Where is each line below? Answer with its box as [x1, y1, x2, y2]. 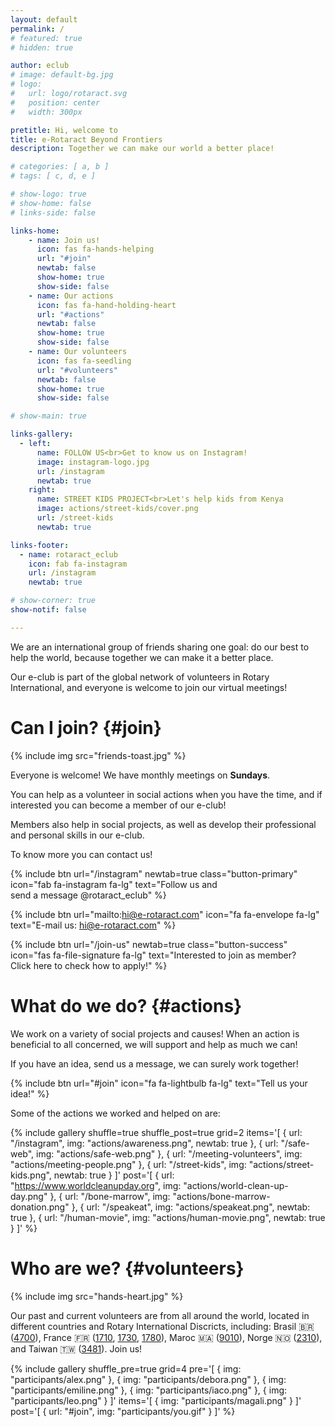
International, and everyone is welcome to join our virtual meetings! [10, 681, 288, 693]
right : [28, 485, 56, 495]
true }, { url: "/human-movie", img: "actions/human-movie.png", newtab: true [10, 1211, 326, 1223]
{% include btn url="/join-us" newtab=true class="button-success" [10, 938, 288, 950]
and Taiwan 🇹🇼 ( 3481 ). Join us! [10, 1342, 143, 1355]
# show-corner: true [10, 596, 97, 606]
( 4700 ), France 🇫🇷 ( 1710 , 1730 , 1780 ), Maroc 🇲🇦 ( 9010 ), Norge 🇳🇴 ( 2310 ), [10, 1331, 323, 1343]
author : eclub [10, 61, 70, 71]
